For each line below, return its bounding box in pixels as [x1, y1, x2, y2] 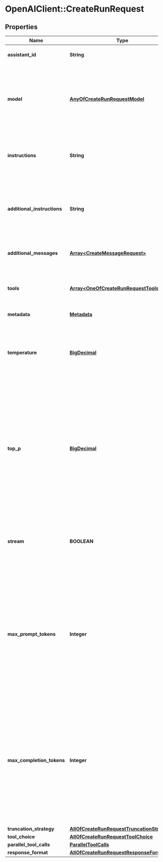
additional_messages [7, 250, 58, 256]
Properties [5, 23, 38, 31]
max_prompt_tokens [7, 631, 56, 637]
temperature [7, 349, 37, 356]
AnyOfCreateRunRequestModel [69, 96, 145, 102]
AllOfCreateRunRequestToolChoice [69, 833, 153, 840]
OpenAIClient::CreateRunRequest [5, 3, 145, 15]
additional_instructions [7, 205, 62, 212]
